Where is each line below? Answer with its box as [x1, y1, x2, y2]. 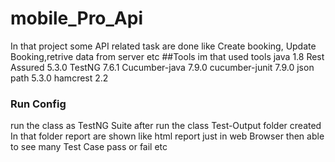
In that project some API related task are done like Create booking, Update [10, 40, 317, 52]
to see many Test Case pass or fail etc [10, 141, 168, 153]
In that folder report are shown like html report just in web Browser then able [10, 130, 325, 142]
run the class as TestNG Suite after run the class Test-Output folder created [10, 120, 322, 132]
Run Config [10, 97, 67, 111]
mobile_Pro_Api [10, 7, 144, 30]
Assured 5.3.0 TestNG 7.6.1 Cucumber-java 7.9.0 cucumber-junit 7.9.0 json [10, 61, 315, 73]
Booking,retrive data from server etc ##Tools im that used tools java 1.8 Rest [10, 50, 325, 62]
